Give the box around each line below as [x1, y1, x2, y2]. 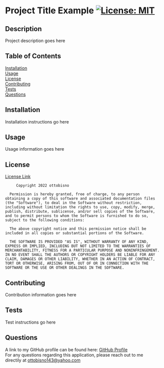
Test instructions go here [5, 319, 56, 325]
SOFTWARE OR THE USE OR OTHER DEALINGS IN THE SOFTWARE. [5, 265, 125, 270]
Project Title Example [5, 5, 95, 16]
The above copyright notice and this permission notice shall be [9, 226, 147, 232]
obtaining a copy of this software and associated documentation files [5, 196, 155, 201]
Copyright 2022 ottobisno [16, 183, 69, 188]
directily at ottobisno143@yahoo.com [5, 357, 81, 363]
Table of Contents [5, 52, 62, 60]
